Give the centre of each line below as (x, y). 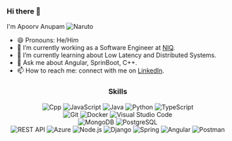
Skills (118, 92)
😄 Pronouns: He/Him (48, 40)
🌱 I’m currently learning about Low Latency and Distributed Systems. (116, 55)
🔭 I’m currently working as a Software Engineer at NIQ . (96, 48)
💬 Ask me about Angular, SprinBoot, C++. (77, 63)
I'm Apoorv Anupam (36, 27)
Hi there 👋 (24, 11)
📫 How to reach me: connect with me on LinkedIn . (91, 70)
